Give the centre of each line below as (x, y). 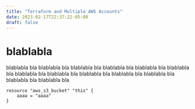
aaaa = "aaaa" (34, 96)
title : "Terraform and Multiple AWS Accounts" (64, 11)
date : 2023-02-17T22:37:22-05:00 (47, 17)
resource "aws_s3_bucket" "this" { (50, 91)
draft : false (22, 22)
